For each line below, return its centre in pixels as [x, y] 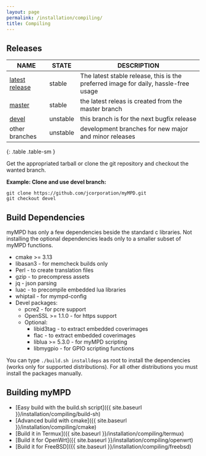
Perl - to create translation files [54, 270]
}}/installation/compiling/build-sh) [58, 414]
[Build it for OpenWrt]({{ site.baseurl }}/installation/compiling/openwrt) [104, 440]
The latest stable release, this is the [131, 76]
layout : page [23, 12]
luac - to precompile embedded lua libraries [71, 290]
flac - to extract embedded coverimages [85, 335]
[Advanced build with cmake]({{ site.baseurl [71, 420]
